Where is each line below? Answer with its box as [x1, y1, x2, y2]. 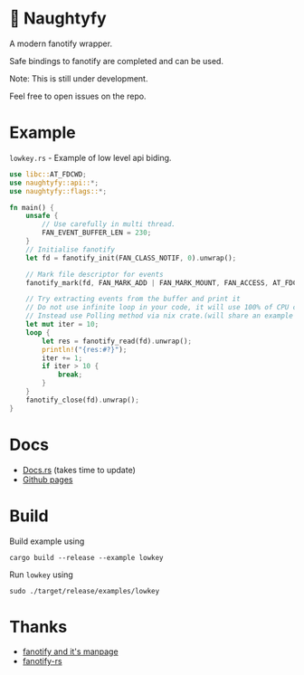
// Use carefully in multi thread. [42, 220, 176, 229]
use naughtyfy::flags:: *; [9, 186, 107, 195]
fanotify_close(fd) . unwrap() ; [25, 395, 140, 404]
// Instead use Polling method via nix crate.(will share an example [25, 311, 294, 320]
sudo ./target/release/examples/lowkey [9, 586, 160, 595]
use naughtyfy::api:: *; [9, 178, 100, 187]
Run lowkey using [9, 569, 74, 580]
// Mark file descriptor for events [25, 270, 165, 279]
